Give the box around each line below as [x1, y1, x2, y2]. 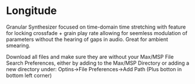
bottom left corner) [6, 72, 52, 79]
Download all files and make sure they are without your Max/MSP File [6, 53, 174, 60]
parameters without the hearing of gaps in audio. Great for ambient [6, 36, 169, 43]
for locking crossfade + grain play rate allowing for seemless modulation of [6, 29, 188, 36]
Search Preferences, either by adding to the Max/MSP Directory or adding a [6, 60, 190, 66]
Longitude [6, 4, 57, 17]
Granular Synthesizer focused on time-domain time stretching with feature [6, 23, 186, 30]
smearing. [6, 42, 31, 49]
